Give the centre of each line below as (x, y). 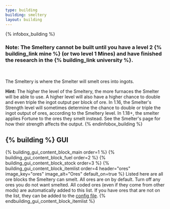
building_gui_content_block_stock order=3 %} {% (57, 163)
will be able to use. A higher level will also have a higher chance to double (83, 97)
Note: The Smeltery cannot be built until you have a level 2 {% (83, 48)
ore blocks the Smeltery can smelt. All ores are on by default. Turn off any (83, 179)
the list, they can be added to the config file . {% (56, 196)
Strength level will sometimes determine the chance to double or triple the (83, 108)
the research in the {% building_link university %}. (69, 60)
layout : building (24, 19)
